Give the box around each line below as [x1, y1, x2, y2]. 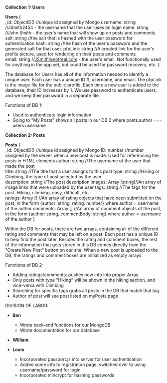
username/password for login [19, 367, 81, 373]
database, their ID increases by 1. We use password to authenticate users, [5, 87, 157, 93]
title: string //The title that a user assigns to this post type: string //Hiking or [5, 168, 160, 174]
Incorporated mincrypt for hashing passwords [19, 372, 115, 378]
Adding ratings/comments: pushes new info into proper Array [12, 272, 139, 278]
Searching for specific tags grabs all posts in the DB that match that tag [12, 288, 160, 294]
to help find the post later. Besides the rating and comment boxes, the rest [5, 237, 158, 242]
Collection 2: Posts [5, 132, 45, 138]
